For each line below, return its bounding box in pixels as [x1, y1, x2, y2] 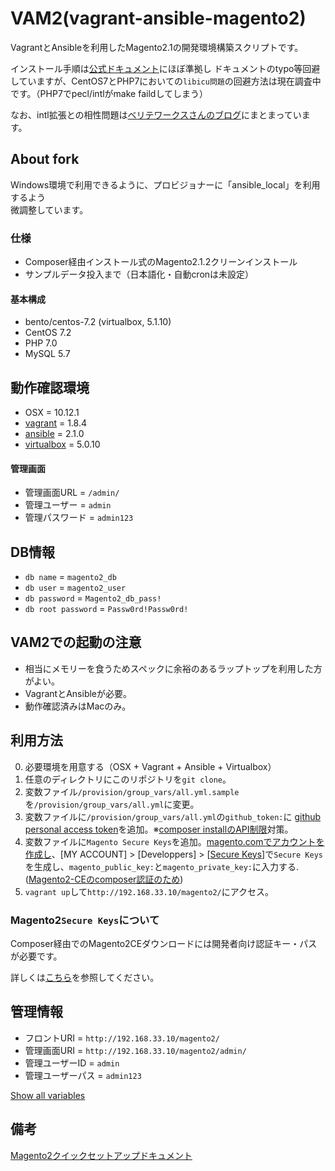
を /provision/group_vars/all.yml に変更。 [24, 798, 200, 810]
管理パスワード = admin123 [24, 512, 134, 524]
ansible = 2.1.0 [24, 428, 85, 440]
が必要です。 [10, 950, 63, 962]
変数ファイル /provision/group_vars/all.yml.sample [24, 785, 240, 797]
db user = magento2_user [24, 582, 127, 594]
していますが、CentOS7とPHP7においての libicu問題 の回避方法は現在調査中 [10, 75, 322, 87]
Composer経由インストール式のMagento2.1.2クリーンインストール [24, 256, 298, 268]
